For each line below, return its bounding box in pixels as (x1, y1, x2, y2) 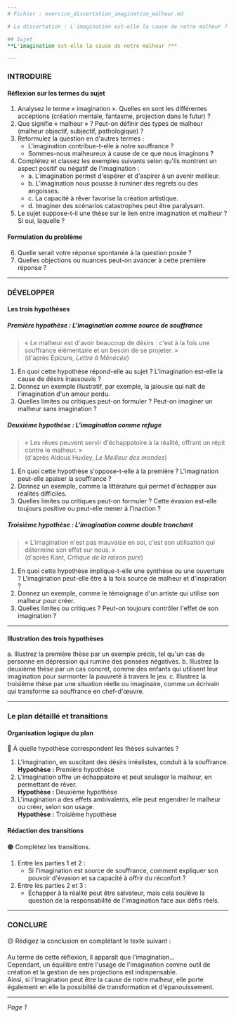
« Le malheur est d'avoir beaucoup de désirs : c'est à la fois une (24, 339, 210, 347)
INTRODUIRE (7, 72, 52, 82)
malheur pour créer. (17, 597, 75, 605)
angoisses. (27, 187, 60, 195)
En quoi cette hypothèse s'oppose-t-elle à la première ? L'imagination (17, 467, 219, 475)
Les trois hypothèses (7, 305, 70, 314)
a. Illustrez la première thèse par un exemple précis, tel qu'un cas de (7, 650, 205, 658)
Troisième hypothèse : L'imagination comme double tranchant (7, 520, 193, 529)
